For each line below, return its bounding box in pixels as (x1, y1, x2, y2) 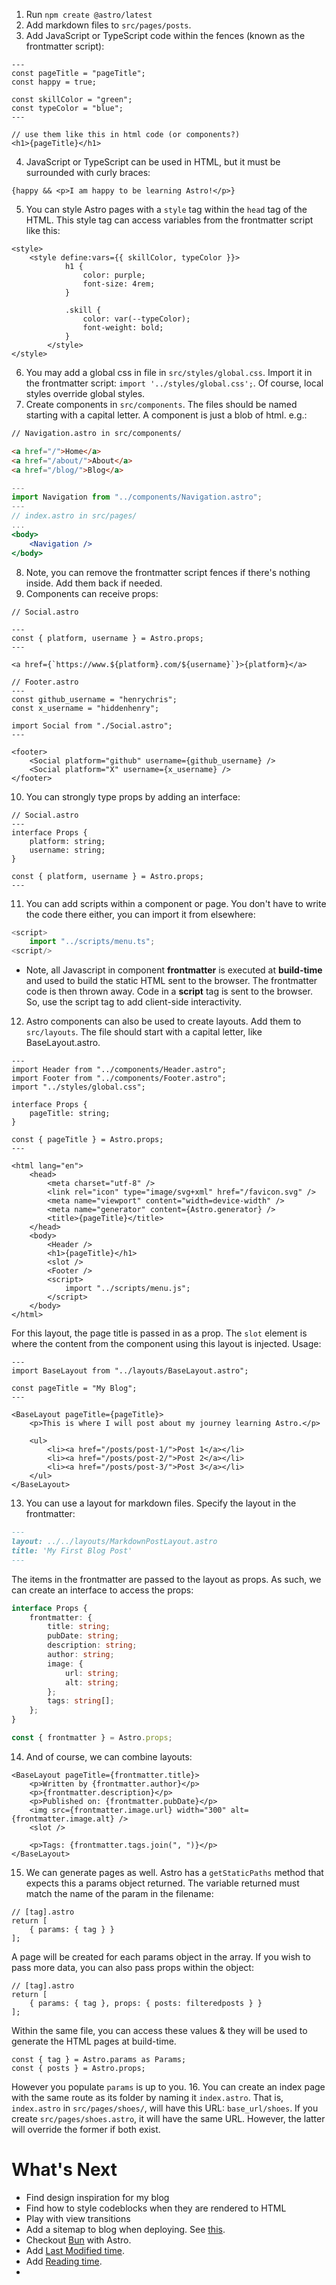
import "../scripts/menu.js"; (64, 1284, 191, 1294)
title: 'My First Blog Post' (11, 1545, 133, 1556)
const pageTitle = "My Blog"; (11, 1384, 138, 1394)
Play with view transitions (25, 2212, 131, 2224)
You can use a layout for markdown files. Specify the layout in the (25, 1497, 297, 1509)
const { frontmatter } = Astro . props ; (11, 1733, 173, 1743)
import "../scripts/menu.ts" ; (29, 937, 156, 947)
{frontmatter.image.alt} (11, 1814, 115, 1824)
